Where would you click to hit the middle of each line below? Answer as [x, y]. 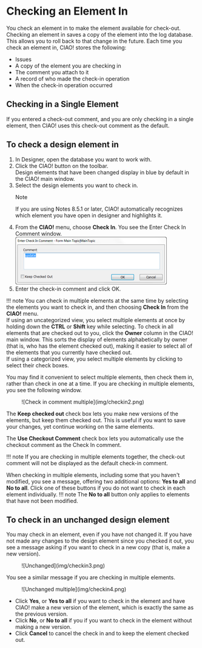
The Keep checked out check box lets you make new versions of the [93, 414]
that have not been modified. [42, 501]
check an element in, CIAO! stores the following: [66, 48]
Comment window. [39, 233]
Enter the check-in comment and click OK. [68, 289]
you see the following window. [44, 390]
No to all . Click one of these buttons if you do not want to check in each [96, 488]
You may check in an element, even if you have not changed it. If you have [99, 535]
